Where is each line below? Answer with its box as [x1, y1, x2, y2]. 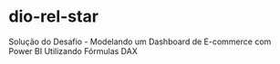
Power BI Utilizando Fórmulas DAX [8, 45, 138, 56]
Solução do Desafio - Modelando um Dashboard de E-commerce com [8, 36, 272, 47]
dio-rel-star [8, 6, 99, 27]
